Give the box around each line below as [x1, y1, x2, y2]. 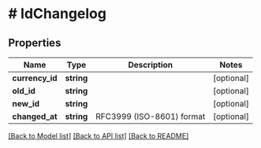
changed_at [12, 111, 58, 122]
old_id [12, 86, 35, 96]
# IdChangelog [8, 5, 106, 23]
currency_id [12, 72, 58, 83]
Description [128, 60, 173, 70]
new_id [12, 98, 40, 109]
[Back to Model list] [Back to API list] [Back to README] [8, 131, 189, 140]
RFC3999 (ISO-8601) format [95, 111, 206, 122]
